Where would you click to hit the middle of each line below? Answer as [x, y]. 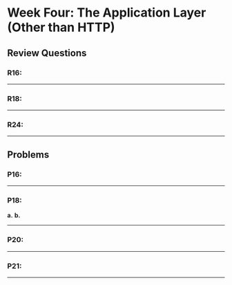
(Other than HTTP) [61, 27]
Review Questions [47, 53]
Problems [28, 155]
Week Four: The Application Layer [107, 13]
